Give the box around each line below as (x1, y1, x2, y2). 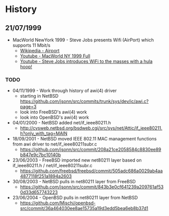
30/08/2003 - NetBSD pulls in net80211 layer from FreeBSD (12, 179, 136, 185)
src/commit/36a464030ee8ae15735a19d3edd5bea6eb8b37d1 (20, 205, 148, 211)
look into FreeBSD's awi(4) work (20, 109, 87, 115)
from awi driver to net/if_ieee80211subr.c (12, 141, 97, 147)
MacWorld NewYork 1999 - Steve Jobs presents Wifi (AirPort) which (12, 37, 154, 43)
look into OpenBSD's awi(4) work (20, 114, 89, 120)
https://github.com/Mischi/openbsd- (20, 200, 96, 206)
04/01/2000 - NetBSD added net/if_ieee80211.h (12, 120, 111, 126)
